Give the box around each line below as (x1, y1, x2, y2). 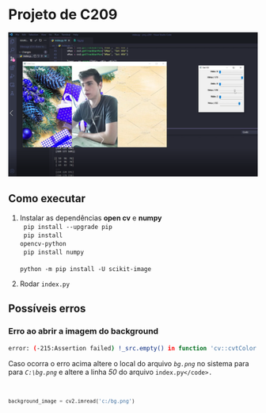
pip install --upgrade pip (23, 223, 112, 231)
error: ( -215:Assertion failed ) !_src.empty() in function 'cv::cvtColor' (8, 345, 260, 353)
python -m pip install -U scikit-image (19, 265, 152, 273)
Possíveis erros (8, 302, 86, 315)
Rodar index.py (19, 279, 70, 289)
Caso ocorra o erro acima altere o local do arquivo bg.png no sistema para (8, 359, 249, 369)
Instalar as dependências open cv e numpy (19, 212, 162, 223)
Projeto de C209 (8, 6, 118, 24)
